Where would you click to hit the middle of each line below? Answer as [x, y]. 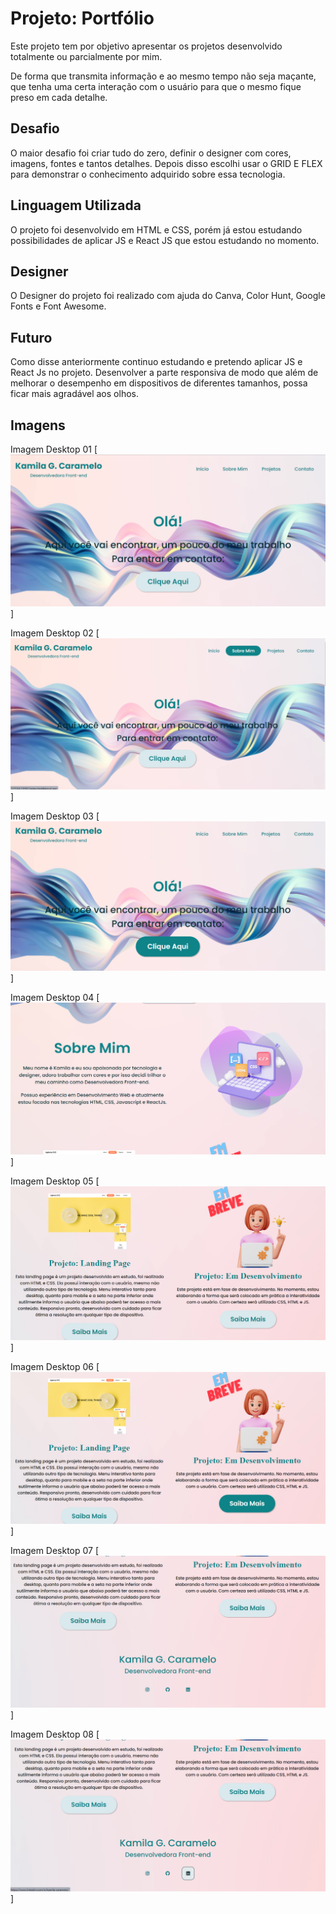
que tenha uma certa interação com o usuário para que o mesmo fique [156, 86]
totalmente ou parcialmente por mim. [86, 56]
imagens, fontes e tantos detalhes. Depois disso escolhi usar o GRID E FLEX [166, 163]
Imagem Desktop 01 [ [54, 449]
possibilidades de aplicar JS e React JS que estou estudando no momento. [165, 240]
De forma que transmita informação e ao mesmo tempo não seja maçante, [163, 76]
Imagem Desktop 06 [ [55, 1366]
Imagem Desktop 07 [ [55, 1550]
